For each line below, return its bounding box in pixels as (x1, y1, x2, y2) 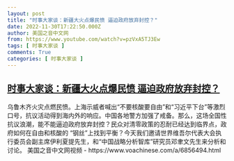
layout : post (7, 10, 45, 17)
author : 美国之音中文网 (7, 29, 69, 37)
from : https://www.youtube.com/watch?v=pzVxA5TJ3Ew (7, 36, 160, 43)
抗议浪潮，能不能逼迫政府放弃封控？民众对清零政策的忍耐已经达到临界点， (7, 119, 221, 128)
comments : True (7, 49, 52, 56)
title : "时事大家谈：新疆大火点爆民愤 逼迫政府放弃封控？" (7, 17, 158, 24)
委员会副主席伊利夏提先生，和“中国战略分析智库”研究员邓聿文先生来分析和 (13, 137, 226, 146)
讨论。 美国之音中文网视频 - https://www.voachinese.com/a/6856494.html (7, 146, 221, 154)
